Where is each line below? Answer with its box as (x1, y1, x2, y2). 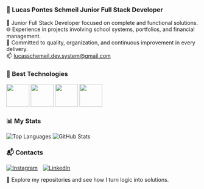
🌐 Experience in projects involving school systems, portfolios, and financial (6, 26, 195, 33)
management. (6, 33, 41, 40)
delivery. (6, 46, 29, 53)
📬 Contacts (6, 148, 44, 157)
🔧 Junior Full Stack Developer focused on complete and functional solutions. (6, 19, 199, 27)
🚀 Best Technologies (6, 70, 68, 78)
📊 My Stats (6, 117, 41, 125)
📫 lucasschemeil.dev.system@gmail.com (6, 52, 111, 60)
